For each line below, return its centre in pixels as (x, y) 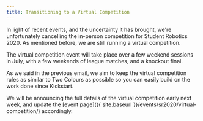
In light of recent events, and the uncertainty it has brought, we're (89, 29)
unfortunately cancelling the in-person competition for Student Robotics (97, 36)
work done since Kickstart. (40, 86)
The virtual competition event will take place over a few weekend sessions (100, 54)
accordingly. (57, 111)
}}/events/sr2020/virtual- (165, 104)
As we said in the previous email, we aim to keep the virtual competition (97, 73)
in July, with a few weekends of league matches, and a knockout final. (95, 61)
